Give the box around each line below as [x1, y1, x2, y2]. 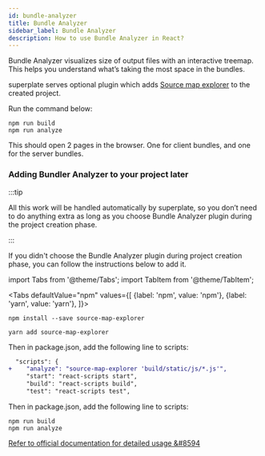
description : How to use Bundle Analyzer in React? [8, 34, 184, 42]
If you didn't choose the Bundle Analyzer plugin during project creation [8, 250, 243, 260]
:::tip [8, 187, 23, 197]
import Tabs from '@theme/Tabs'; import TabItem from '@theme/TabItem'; [8, 274, 255, 284]
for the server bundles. [8, 149, 84, 158]
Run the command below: [8, 104, 93, 114]
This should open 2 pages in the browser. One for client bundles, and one [8, 141, 251, 150]
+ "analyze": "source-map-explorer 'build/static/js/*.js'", [8, 365, 227, 373]
